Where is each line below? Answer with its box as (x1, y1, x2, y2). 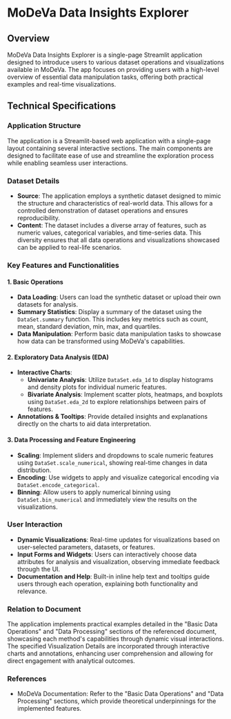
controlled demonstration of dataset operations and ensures (17, 206, 188, 215)
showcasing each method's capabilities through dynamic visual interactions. (7, 635, 224, 643)
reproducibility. (17, 213, 61, 222)
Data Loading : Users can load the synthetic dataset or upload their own (17, 293, 221, 302)
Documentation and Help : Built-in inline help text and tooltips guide (17, 572, 210, 581)
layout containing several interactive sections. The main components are (7, 144, 214, 152)
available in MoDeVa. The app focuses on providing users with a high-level (7, 66, 219, 73)
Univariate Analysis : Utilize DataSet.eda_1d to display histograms (27, 376, 214, 384)
